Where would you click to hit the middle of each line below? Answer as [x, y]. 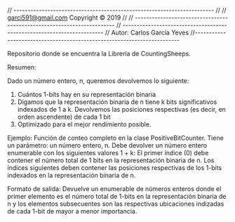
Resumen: [22, 67]
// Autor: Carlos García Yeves [147, 32]
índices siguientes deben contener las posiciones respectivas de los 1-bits [115, 168]
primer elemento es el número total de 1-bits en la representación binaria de [117, 196]
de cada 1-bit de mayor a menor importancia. [72, 211]
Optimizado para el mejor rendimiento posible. [84, 124]
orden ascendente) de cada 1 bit [64, 117]
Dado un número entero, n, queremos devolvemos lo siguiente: [98, 81]
